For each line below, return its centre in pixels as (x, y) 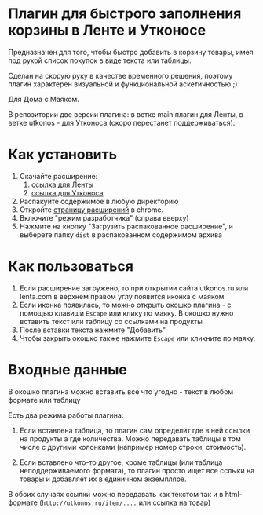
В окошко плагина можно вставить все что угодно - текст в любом (121, 391)
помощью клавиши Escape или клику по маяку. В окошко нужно (126, 313)
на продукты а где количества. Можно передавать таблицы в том (130, 438)
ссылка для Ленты (62, 184)
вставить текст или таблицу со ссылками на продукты (111, 321)
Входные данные (68, 370)
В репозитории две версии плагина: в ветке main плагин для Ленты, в (126, 114)
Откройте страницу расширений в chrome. (91, 210)
